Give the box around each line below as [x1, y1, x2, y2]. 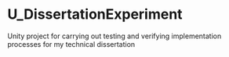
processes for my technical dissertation [7, 39, 136, 48]
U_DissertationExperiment [7, 5, 183, 23]
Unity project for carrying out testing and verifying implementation [7, 31, 222, 41]
